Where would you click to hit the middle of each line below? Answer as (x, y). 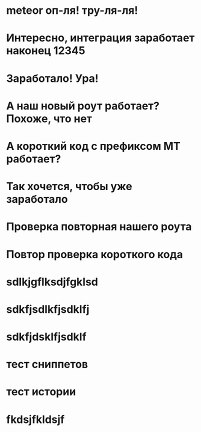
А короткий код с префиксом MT (93, 146)
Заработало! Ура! (53, 78)
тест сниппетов (47, 364)
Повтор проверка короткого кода (95, 254)
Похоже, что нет (49, 119)
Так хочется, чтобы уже (69, 187)
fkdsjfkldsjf (36, 419)
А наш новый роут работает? (83, 106)
